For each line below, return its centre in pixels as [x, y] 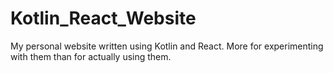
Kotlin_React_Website [103, 18]
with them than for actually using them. [91, 56]
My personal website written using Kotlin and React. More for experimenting [167, 46]
